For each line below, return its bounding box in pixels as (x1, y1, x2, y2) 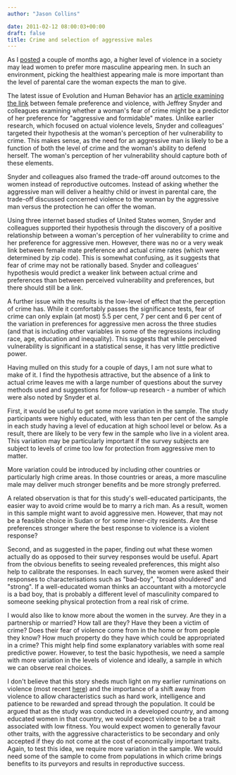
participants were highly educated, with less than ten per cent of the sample (7, 414, 229, 423)
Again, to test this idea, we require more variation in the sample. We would (7, 745, 223, 753)
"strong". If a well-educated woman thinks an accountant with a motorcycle (7, 583, 226, 591)
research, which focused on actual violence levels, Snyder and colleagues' (7, 121, 224, 130)
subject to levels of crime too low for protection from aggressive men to (7, 445, 216, 453)
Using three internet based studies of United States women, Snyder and (7, 216, 216, 225)
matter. (7, 452, 28, 460)
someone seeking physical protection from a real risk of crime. (7, 597, 190, 606)
